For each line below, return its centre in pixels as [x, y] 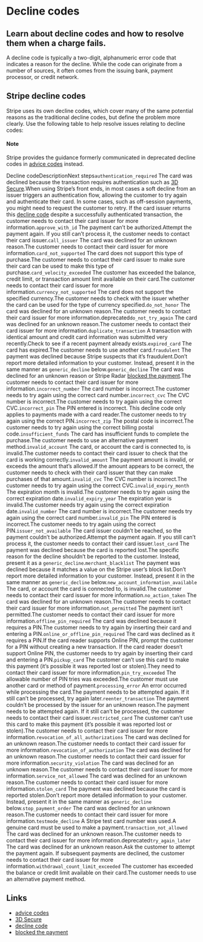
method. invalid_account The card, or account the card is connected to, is [98, 447]
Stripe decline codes [46, 96]
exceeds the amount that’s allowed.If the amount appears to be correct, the [100, 466]
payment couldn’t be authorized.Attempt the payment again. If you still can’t [101, 537]
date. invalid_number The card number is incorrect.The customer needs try [99, 511]
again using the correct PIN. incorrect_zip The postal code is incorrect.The [100, 421]
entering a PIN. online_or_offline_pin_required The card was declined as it [101, 634]
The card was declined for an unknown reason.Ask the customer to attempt [101, 847]
